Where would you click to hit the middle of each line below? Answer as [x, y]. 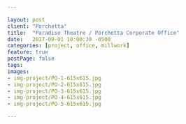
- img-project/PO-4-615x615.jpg [54, 98]
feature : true [28, 52]
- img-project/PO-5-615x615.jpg [54, 104]
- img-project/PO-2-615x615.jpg [54, 84]
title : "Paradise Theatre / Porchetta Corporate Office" [93, 33]
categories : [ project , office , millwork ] [69, 46]
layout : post [26, 20]
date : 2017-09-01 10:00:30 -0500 [59, 39]
